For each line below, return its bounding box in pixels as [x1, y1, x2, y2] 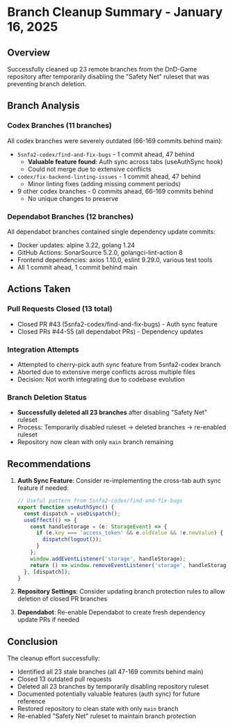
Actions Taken [7, 283, 71, 295]
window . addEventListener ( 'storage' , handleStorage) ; [30, 555, 186, 562]
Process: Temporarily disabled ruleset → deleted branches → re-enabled [17, 423, 226, 432]
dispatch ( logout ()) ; [42, 536, 102, 543]
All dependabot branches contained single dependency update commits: [7, 227, 216, 236]
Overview [7, 47, 51, 58]
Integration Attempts [7, 345, 79, 354]
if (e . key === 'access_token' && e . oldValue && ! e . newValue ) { [35, 530, 224, 537]
